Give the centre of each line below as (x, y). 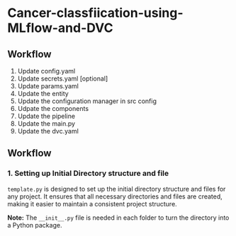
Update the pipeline (46, 116)
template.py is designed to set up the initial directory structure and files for (117, 189)
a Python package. (35, 225)
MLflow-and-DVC (60, 28)
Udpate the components (53, 108)
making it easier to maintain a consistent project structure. (92, 203)
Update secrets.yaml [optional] (63, 78)
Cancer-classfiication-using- (95, 13)
